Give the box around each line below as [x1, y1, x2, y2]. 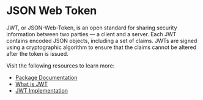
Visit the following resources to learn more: [6, 62, 115, 69]
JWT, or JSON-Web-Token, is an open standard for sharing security [6, 24, 177, 31]
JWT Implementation [15, 87, 68, 94]
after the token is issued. [6, 50, 68, 57]
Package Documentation [15, 74, 78, 81]
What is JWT [15, 80, 48, 88]
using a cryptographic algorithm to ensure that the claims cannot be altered [6, 44, 197, 51]
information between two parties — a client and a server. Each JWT [6, 30, 177, 37]
